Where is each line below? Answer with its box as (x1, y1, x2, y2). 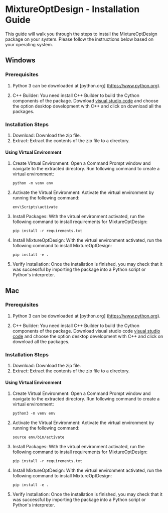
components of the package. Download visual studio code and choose (12, 97, 159, 104)
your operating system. (5, 41, 54, 47)
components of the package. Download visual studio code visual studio (12, 328, 160, 334)
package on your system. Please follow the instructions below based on (5, 36, 154, 42)
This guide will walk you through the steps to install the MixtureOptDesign (5, 31, 158, 37)
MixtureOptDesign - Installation (5, 4, 140, 15)
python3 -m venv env (12, 411, 56, 416)
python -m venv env (12, 181, 54, 186)
